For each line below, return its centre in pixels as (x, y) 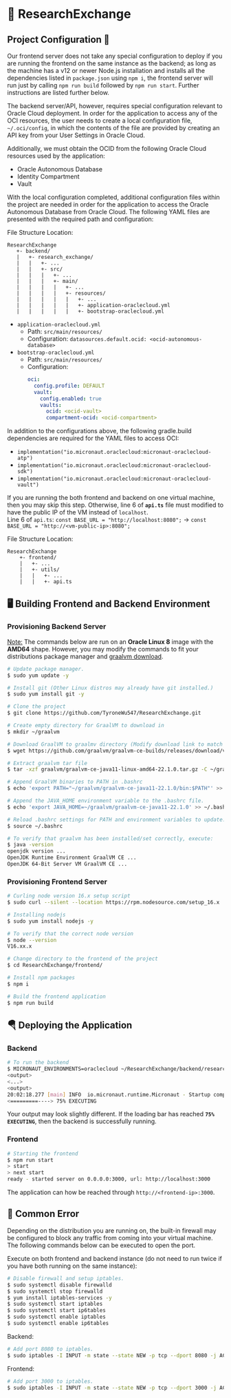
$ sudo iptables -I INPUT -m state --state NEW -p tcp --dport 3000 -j (112, 1388)
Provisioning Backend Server (57, 627)
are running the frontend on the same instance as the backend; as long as (112, 63)
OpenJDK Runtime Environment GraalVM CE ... (72, 858)
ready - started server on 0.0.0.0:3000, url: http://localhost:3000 (109, 1179)
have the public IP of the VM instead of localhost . (78, 512)
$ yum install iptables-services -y (59, 1297)
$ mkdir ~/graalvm (33, 732)
